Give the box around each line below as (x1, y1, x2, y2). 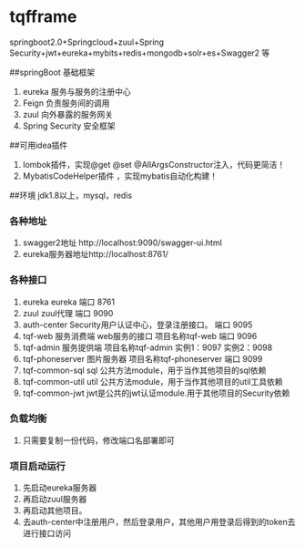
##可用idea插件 (9, 139, 68, 150)
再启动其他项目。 (22, 505, 87, 516)
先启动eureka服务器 (22, 482, 97, 493)
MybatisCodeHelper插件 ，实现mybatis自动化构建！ (22, 170, 219, 181)
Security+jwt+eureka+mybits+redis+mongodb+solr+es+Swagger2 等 (9, 47, 270, 58)
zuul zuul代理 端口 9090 (22, 307, 114, 318)
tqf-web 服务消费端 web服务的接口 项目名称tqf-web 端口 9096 (22, 330, 258, 341)
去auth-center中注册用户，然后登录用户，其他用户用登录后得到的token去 (22, 517, 296, 528)
